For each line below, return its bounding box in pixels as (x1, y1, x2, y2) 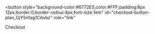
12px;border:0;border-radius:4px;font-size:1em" (5, 9, 104, 15)
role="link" (53, 15, 76, 20)
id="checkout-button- (104, 9, 150, 15)
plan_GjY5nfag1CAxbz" (5, 15, 52, 20)
